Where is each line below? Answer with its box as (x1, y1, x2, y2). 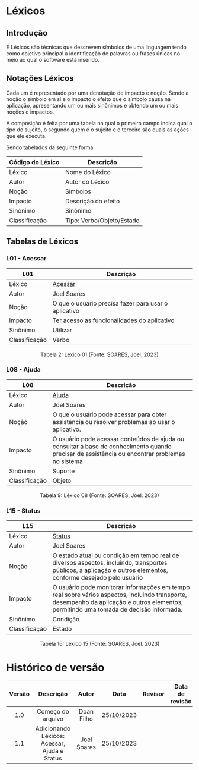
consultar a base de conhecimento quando (52, 442, 172, 450)
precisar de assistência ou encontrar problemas (52, 450, 185, 458)
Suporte (52, 467, 75, 475)
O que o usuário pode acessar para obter (52, 410, 167, 419)
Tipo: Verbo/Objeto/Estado (65, 216, 140, 224)
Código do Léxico (9, 158, 60, 166)
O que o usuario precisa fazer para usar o (52, 299, 168, 307)
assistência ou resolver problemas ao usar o (52, 417, 175, 426)
